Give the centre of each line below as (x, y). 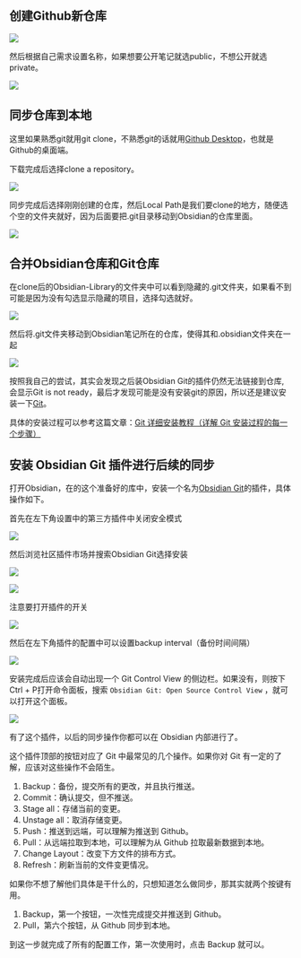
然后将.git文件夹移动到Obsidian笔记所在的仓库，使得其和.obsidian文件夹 (142, 334)
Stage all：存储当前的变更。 (73, 809)
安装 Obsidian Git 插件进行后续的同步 (112, 465)
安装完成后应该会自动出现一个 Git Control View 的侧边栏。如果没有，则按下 (147, 679)
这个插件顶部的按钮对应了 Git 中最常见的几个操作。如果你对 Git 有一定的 (142, 756)
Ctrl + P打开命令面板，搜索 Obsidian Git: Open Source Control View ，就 (145, 690)
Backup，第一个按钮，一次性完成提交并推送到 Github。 (124, 914)
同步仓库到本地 (51, 115)
